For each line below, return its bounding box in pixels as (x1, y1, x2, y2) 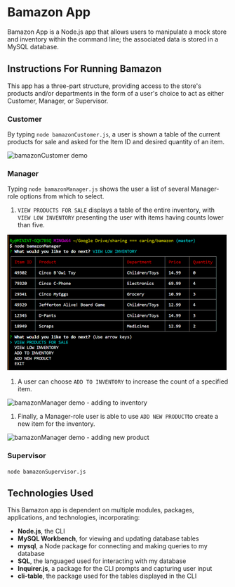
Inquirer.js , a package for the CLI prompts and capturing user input (17, 564, 213, 573)
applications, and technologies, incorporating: (7, 513, 140, 522)
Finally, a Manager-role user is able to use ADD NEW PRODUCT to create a (17, 412, 219, 421)
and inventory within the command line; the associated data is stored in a (7, 34, 219, 43)
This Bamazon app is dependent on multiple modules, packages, (7, 506, 194, 515)
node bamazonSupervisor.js (7, 468, 86, 475)
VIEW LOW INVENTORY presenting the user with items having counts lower (17, 213, 224, 222)
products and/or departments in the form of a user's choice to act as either (7, 89, 224, 97)
